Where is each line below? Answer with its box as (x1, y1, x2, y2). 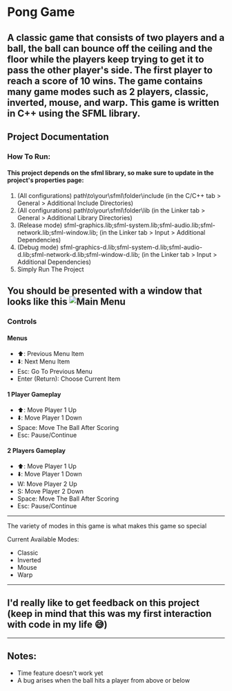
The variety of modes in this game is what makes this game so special (7, 522, 207, 530)
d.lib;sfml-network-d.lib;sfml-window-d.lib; (17, 251, 140, 259)
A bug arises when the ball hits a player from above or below (17, 676, 190, 684)
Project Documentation (7, 131, 109, 143)
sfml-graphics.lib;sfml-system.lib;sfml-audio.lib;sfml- (64, 221, 216, 229)
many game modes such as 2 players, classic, (7, 86, 209, 98)
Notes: (7, 650, 37, 662)
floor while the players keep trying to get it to (7, 53, 204, 65)
